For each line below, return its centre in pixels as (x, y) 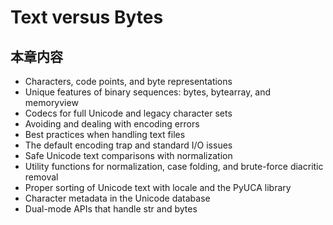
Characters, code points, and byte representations (128, 81)
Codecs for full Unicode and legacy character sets (128, 113)
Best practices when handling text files (105, 134)
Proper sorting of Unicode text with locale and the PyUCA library (158, 187)
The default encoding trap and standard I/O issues (128, 145)
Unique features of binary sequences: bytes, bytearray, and (148, 92)
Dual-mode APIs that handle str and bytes (111, 209)
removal (41, 177)
